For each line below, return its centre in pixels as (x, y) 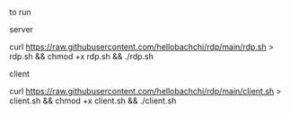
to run (20, 12)
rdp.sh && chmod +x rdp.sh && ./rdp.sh (82, 56)
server (22, 29)
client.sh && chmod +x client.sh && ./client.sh (93, 101)
